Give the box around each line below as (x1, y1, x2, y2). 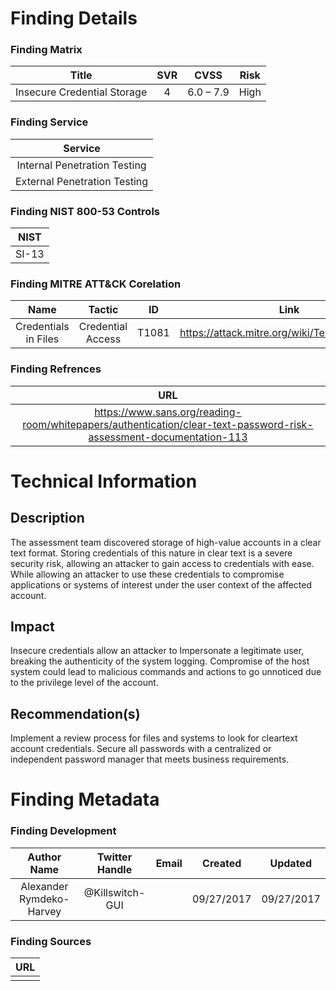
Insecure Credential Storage (15, 85, 148, 99)
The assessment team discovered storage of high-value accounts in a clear (10, 536, 322, 548)
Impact (10, 618, 55, 636)
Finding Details (10, 7, 138, 30)
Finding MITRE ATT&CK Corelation (10, 277, 182, 291)
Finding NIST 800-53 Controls (10, 204, 160, 218)
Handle (97, 862, 133, 876)
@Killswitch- (83, 885, 146, 899)
